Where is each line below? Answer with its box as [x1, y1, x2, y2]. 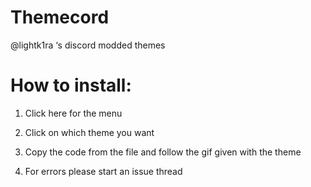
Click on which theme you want [24, 126, 155, 138]
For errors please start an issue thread [24, 165, 183, 177]
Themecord [10, 6, 110, 29]
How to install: [10, 74, 132, 97]
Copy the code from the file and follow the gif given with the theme [24, 146, 302, 158]
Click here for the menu [24, 107, 123, 119]
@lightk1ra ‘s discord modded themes [10, 39, 166, 51]
